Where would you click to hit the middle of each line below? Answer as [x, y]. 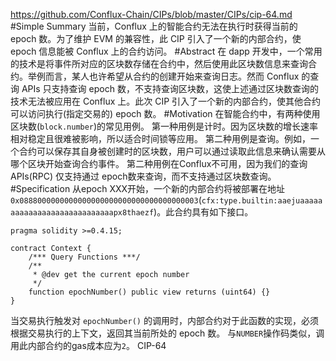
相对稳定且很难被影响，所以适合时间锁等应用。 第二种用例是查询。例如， [160, 138]
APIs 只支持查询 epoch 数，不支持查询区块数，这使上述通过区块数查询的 [170, 88]
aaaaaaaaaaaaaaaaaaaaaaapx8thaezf [82, 213]
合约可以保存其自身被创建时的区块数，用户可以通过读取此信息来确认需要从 [172, 151]
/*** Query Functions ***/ [84, 257]
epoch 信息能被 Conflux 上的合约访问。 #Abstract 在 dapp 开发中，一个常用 [166, 51]
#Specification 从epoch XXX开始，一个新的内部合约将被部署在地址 [148, 188]
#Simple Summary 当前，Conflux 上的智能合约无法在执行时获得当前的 [154, 26]
